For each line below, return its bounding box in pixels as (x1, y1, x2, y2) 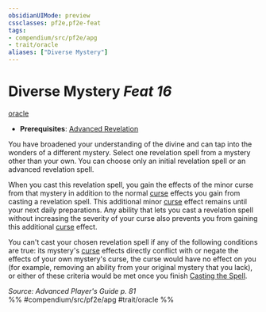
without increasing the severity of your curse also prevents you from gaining (8, 213, 258, 223)
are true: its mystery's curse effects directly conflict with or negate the (8, 245, 239, 255)
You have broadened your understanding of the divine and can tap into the (8, 139, 253, 149)
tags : (8, 26, 26, 34)
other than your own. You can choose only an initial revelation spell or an (8, 156, 246, 166)
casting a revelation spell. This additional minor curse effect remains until (8, 196, 248, 206)
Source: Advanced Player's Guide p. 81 (8, 286, 137, 295)
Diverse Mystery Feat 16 (8, 82, 172, 101)
